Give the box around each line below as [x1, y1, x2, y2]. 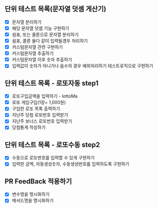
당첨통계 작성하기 [11, 124, 46, 130]
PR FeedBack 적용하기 [4, 177, 72, 185]
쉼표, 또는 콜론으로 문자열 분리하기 [11, 31, 79, 37]
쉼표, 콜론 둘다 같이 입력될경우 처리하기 [11, 38, 88, 43]
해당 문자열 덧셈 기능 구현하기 [11, 25, 69, 31]
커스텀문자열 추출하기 [11, 50, 54, 56]
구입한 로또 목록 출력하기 [11, 105, 60, 111]
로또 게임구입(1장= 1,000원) [11, 99, 66, 105]
